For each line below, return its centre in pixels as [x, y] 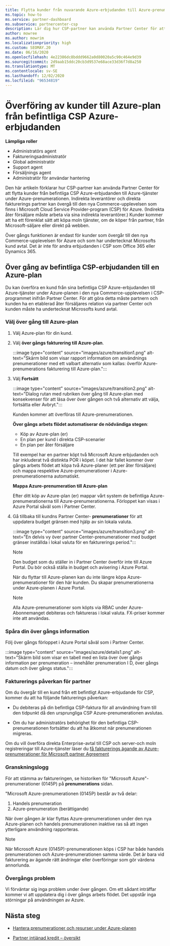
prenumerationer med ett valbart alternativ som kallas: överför [77, 363]
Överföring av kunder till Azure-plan [83, 106]
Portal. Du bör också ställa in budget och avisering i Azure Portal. [80, 567]
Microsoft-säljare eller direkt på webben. [48, 225]
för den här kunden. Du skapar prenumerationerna [101, 582]
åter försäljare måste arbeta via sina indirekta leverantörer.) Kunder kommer [84, 214]
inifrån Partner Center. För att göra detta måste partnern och [95, 298]
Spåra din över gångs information [47, 631]
